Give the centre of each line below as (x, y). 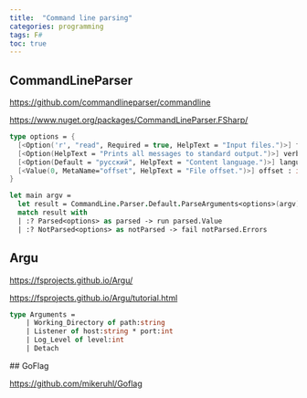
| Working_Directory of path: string (96, 323)
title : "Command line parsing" (71, 18)
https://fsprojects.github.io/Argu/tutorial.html (94, 298)
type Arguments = (42, 314)
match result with (53, 213)
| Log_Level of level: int (75, 340)
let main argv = (40, 196)
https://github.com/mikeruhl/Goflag (76, 383)
